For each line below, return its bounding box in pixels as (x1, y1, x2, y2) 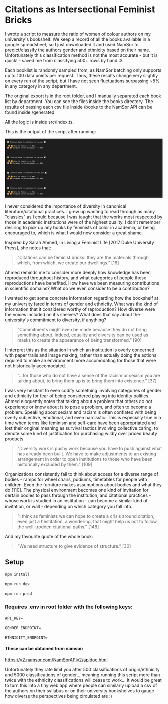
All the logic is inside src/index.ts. (5, 119, 74, 125)
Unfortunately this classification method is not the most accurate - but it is (5, 52, 158, 58)
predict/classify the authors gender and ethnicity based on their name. (5, 47, 151, 53)
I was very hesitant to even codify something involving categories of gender (5, 388, 162, 394)
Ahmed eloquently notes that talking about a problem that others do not (5, 398, 152, 405)
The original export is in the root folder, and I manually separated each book (5, 93, 161, 99)
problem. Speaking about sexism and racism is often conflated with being (5, 409, 156, 415)
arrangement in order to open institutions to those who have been (17, 456, 153, 462)
